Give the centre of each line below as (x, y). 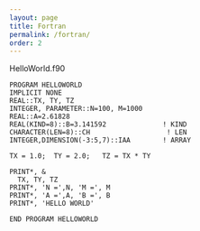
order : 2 (26, 43)
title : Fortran (38, 26)
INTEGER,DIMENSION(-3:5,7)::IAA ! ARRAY (100, 141)
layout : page (34, 18)
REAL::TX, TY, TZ (42, 101)
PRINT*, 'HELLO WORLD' (52, 204)
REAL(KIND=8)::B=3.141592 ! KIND (98, 125)
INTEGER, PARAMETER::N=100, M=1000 (76, 109)
